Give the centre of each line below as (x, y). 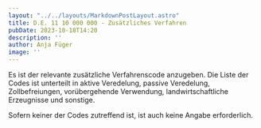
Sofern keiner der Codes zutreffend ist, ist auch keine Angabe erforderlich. (130, 115)
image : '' (25, 52)
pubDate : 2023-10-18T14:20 (53, 30)
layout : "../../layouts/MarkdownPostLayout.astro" (94, 15)
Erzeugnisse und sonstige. (52, 100)
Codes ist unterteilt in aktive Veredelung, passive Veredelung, (109, 83)
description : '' (35, 38)
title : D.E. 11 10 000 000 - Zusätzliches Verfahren (97, 23)
